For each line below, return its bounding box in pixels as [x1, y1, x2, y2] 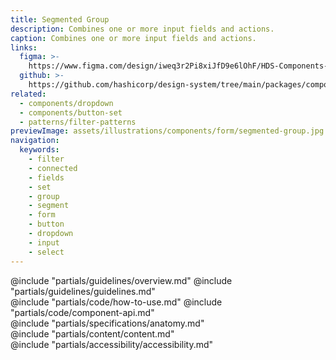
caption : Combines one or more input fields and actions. [10, 33, 257, 43]
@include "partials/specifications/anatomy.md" [10, 317, 205, 329]
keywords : [19, 145, 60, 155]
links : [10, 42, 38, 53]
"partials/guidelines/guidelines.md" [10, 285, 156, 297]
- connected [28, 163, 78, 173]
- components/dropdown [19, 98, 114, 108]
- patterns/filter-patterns [19, 117, 137, 127]
